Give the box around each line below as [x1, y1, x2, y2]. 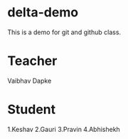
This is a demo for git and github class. [7, 28, 122, 36]
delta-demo [7, 4, 79, 21]
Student [7, 101, 56, 118]
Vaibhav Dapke [7, 76, 52, 85]
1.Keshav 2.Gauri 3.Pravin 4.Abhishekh [7, 125, 121, 133]
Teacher [7, 53, 58, 69]
